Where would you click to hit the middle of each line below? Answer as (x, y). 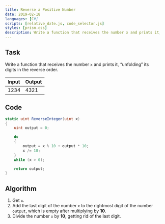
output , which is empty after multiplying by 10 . (59, 211)
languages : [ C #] (22, 19)
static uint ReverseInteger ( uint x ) (42, 119)
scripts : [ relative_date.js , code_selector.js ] (55, 23)
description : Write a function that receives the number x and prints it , (83, 32)
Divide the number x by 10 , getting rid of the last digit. (67, 216)
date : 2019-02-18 (23, 14)
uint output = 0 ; (32, 128)
